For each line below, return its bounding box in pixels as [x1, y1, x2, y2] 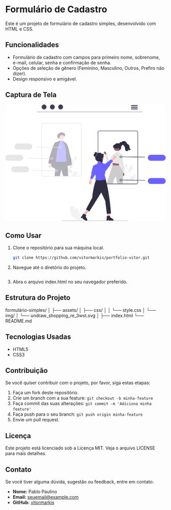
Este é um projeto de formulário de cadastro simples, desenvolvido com [5, 20, 156, 26]
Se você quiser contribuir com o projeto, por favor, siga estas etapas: [5, 380, 151, 386]
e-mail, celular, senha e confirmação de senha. [12, 60, 111, 66]
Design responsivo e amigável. [12, 75, 77, 82]
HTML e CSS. [5, 25, 34, 32]
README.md [5, 317, 32, 324]
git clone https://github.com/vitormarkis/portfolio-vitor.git [12, 255, 150, 260]
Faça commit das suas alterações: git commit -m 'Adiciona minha [12, 400, 152, 407]
